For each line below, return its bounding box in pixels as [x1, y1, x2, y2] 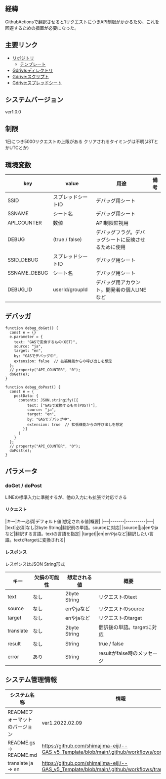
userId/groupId [53, 286, 88, 293]
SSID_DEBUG [7, 256, 39, 263]
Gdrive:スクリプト [12, 73, 49, 79]
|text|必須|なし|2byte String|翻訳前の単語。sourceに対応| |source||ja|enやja [5, 524, 159, 531]
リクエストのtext [98, 593, 137, 600]
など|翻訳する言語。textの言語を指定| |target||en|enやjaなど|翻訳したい [5, 531, 150, 536]
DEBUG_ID [7, 286, 33, 293]
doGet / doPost [5, 482, 42, 489]
